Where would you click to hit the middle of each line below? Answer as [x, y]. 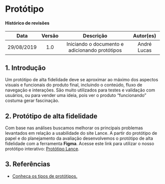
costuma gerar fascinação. [32, 101]
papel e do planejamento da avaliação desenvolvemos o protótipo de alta [79, 138]
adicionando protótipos [95, 50]
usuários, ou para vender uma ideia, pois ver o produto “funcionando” [76, 95]
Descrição [95, 36]
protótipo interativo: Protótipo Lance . [42, 149]
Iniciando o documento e [95, 44]
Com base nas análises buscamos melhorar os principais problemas [74, 128]
